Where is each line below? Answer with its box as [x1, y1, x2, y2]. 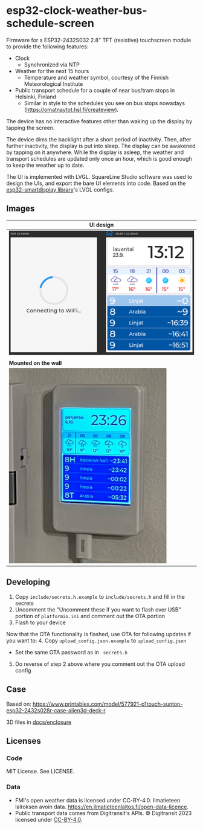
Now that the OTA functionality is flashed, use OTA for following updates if [6, 630, 192, 637]
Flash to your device [14, 619, 66, 626]
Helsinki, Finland [14, 93, 56, 100]
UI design [89, 221, 114, 228]
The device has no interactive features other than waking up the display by [6, 117, 193, 124]
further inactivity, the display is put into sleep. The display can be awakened [6, 142, 196, 149]
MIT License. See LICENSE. [6, 768, 75, 775]
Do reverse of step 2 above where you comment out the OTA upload [14, 660, 185, 668]
